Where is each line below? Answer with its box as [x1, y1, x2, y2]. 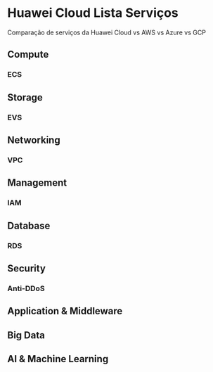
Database [7, 219, 51, 231]
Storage [7, 91, 44, 103]
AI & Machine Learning [7, 353, 109, 365]
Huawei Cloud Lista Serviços [7, 5, 179, 21]
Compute [7, 49, 49, 60]
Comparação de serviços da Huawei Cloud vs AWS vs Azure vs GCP [7, 28, 206, 37]
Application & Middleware [7, 305, 123, 317]
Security [7, 262, 46, 274]
